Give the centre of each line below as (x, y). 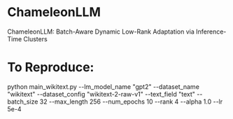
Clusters (35, 38)
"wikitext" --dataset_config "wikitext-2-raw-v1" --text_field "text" (101, 94)
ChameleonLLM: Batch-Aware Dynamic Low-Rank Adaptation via (101, 31)
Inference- (211, 31)
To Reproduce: (51, 68)
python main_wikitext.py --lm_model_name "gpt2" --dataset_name (103, 86)
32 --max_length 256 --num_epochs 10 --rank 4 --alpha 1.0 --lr (131, 101)
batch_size (23, 101)
